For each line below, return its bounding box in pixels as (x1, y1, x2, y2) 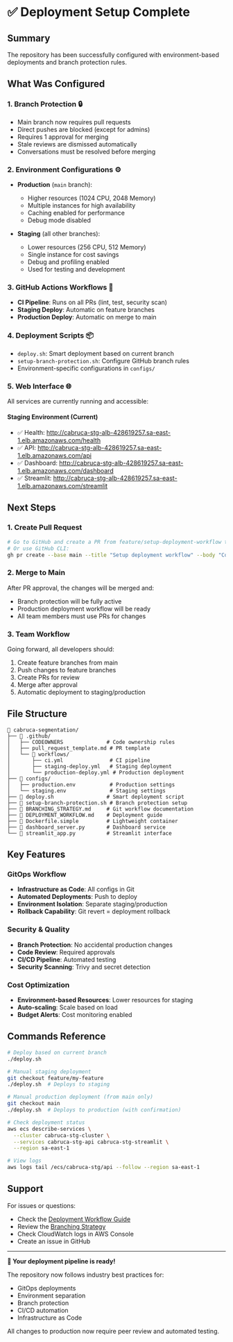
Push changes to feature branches (17, 665, 116, 674)
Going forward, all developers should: (7, 645, 114, 653)
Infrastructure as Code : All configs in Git (17, 885, 135, 893)
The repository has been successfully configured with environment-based (7, 51, 220, 59)
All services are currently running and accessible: (7, 397, 149, 405)
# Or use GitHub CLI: (7, 545, 70, 552)
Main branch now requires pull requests (17, 117, 131, 126)
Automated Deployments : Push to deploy (17, 893, 137, 901)
